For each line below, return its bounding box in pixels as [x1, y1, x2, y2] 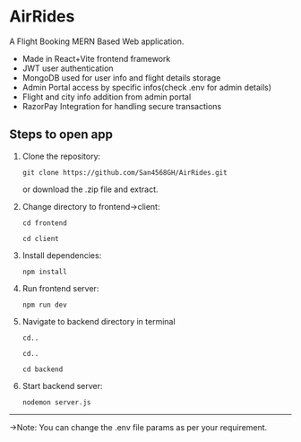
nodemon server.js [21, 397, 91, 407]
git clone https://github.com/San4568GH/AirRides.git [21, 168, 228, 177]
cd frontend [21, 218, 67, 228]
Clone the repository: [21, 151, 101, 161]
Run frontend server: [21, 282, 99, 293]
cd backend [21, 365, 64, 374]
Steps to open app [9, 127, 114, 143]
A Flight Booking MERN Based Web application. [9, 36, 185, 47]
